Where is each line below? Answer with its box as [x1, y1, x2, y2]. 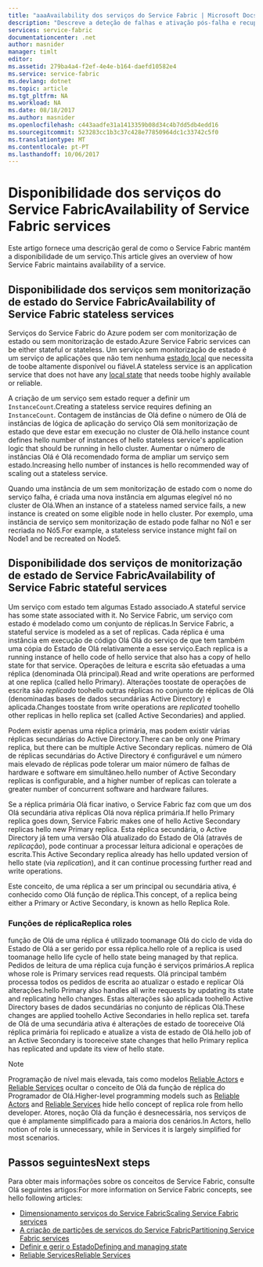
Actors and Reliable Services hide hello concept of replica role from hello [8, 1100, 243, 1109]
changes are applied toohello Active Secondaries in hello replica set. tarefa [8, 1011, 250, 1020]
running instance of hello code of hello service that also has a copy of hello [8, 652, 250, 661]
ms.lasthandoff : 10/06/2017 [8, 150, 100, 158]
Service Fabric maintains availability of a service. [8, 260, 166, 269]
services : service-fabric [8, 26, 92, 34]
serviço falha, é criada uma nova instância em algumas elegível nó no [8, 493, 232, 501]
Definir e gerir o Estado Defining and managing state [19, 1242, 188, 1251]
